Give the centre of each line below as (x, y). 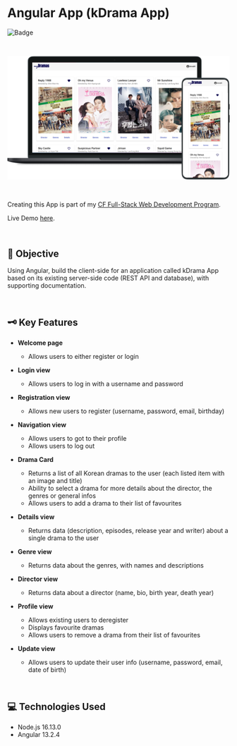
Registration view (44, 398)
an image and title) (55, 481)
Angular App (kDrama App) (89, 13)
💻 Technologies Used (56, 707)
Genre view (35, 552)
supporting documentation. (47, 286)
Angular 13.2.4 (38, 734)
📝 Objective (33, 253)
